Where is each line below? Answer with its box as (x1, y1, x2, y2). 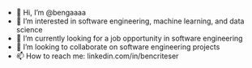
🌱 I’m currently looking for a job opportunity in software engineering (15, 33, 243, 43)
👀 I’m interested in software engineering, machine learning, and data (15, 16, 245, 26)
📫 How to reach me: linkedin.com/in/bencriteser (15, 51, 179, 61)
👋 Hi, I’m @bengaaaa (15, 8, 87, 17)
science (15, 25, 43, 34)
